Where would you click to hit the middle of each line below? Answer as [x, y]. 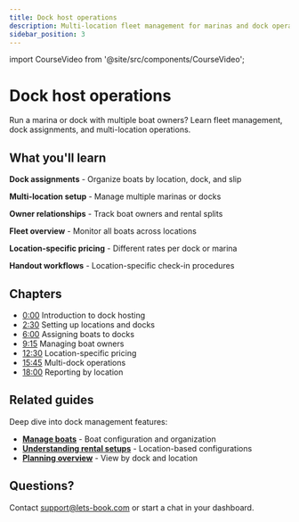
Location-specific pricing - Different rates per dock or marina [123, 249]
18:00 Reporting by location [73, 372]
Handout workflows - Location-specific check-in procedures [122, 266]
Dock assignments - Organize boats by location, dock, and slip [125, 179]
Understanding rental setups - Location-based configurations [137, 448]
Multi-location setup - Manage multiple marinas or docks [115, 196]
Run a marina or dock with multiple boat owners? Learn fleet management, [146, 120]
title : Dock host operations [63, 17]
